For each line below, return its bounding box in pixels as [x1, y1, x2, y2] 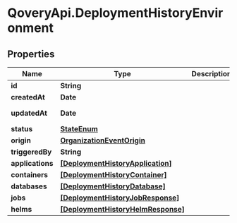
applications [11, 159, 54, 168]
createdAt [11, 92, 46, 102]
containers [11, 170, 48, 179]
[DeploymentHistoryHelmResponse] [59, 205, 185, 214]
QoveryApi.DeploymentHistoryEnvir [7, 5, 224, 21]
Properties [7, 48, 55, 60]
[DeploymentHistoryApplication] [59, 159, 172, 168]
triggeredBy [11, 147, 52, 157]
